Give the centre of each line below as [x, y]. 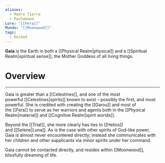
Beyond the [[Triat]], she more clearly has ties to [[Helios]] [64, 124]
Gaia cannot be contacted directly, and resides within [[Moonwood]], [75, 150]
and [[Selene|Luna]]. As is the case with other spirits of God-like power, [78, 130]
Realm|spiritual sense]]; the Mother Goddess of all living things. [69, 56]
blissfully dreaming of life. [31, 155]
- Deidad [18, 37]
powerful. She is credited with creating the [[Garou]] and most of [71, 105]
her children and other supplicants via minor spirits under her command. [78, 140]
